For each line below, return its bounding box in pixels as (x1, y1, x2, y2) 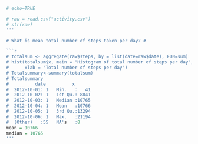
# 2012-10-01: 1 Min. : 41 (6, 86, 91, 92)
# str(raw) (6, 21, 33, 28)
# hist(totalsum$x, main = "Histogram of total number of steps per (6, 59, 178, 65)
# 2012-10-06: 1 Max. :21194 (6, 113, 91, 120)
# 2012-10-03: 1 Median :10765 (6, 98, 91, 103)
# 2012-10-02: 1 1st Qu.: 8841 (6, 92, 91, 98)
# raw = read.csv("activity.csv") (6, 16, 91, 22)
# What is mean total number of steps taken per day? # (6, 38, 146, 43)
